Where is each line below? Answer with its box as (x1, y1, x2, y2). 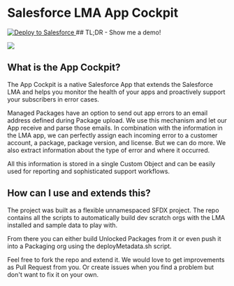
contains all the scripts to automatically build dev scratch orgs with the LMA (7, 213, 226, 222)
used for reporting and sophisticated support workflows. (7, 167, 170, 175)
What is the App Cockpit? (7, 62, 121, 74)
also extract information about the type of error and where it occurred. (7, 146, 210, 154)
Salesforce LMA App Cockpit (7, 5, 179, 21)
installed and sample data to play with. (7, 221, 118, 229)
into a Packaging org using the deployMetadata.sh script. (7, 242, 173, 250)
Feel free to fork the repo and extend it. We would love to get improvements (7, 255, 225, 264)
